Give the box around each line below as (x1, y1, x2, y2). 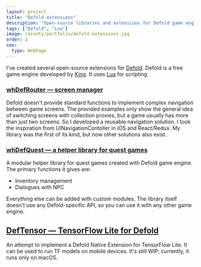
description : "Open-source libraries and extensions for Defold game (6, 20, 184, 26)
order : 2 (6, 37, 28, 43)
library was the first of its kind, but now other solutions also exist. (6, 131, 167, 138)
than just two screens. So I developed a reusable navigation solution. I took (6, 118, 191, 126)
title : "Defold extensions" (6, 14, 77, 20)
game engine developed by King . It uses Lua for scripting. (6, 70, 149, 78)
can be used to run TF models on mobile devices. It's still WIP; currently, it (6, 248, 190, 255)
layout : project (6, 8, 47, 15)
